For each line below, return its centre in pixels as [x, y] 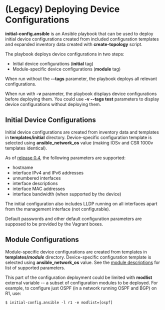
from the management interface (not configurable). [58, 209]
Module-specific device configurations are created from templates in [76, 251]
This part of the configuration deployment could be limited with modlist [79, 277]
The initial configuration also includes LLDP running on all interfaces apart [81, 203]
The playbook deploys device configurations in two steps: [65, 54]
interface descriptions [35, 183]
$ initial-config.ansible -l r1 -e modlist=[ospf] [59, 302]
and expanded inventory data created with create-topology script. [74, 44]
